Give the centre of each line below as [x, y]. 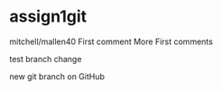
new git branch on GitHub [57, 76]
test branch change [46, 59]
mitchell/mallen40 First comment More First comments [111, 41]
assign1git [48, 17]
